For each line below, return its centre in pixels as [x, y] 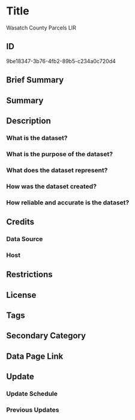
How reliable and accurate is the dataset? [68, 202]
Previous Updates [33, 410]
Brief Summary [35, 80]
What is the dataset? [37, 138]
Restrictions [29, 275]
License [21, 295]
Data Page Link [35, 356]
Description [28, 120]
